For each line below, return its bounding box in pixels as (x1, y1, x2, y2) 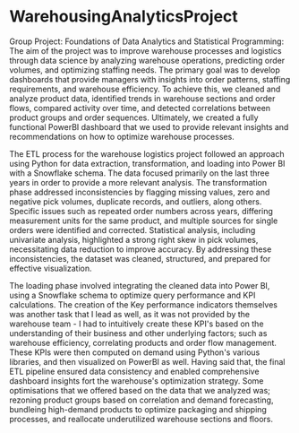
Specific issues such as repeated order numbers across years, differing (9, 205, 273, 216)
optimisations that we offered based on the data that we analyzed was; (9, 385, 271, 395)
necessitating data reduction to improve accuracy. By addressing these (9, 244, 272, 255)
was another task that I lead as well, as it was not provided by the (9, 308, 251, 319)
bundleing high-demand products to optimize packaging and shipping (9, 403, 267, 414)
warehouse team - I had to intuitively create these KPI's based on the (9, 318, 264, 329)
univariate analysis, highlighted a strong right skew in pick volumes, (9, 234, 259, 245)
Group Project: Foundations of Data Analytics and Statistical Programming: (9, 36, 285, 47)
